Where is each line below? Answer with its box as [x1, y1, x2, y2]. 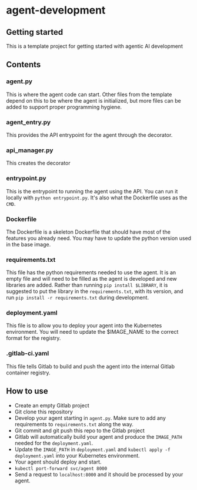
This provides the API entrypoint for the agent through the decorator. [6, 131, 173, 139]
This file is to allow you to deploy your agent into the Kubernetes [6, 322, 162, 329]
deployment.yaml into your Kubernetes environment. [14, 452, 140, 459]
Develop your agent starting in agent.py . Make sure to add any [14, 414, 166, 422]
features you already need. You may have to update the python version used [6, 234, 192, 242]
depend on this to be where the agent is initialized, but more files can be [6, 97, 181, 104]
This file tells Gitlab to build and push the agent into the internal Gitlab [6, 363, 175, 370]
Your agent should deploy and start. [14, 458, 102, 465]
